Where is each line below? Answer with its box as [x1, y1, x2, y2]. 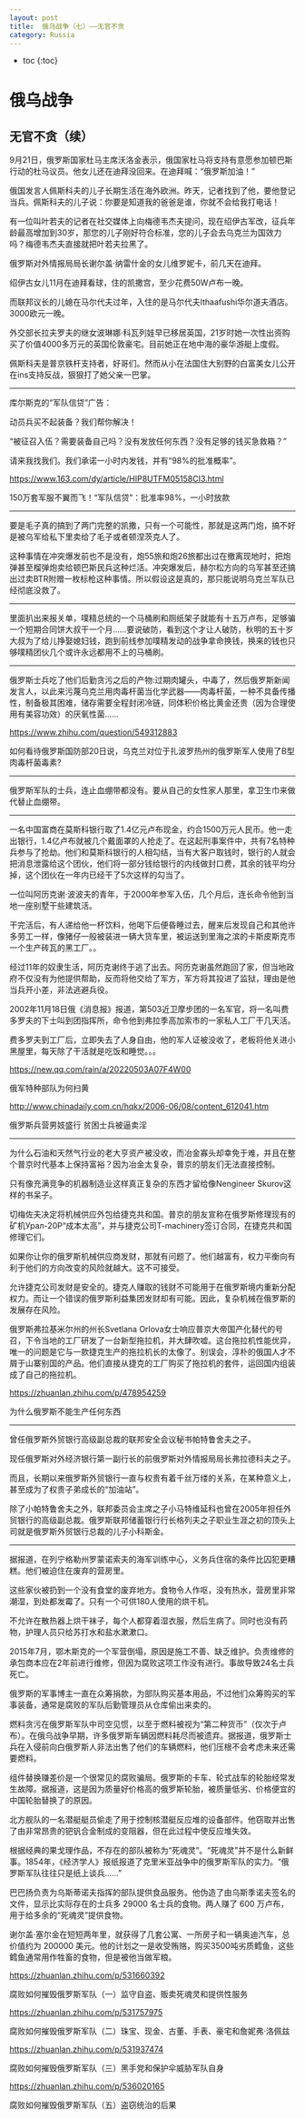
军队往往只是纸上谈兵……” [25, 1868, 123, 1879]
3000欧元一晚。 [9, 308, 70, 319]
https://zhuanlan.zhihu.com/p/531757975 [9, 2007, 163, 2018]
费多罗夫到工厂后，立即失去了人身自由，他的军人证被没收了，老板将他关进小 [9, 1034, 296, 1046]
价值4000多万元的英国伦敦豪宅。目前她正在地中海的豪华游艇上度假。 [25, 338, 284, 350]
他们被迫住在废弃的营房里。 [25, 1565, 129, 1576]
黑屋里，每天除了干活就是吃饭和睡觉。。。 [9, 1046, 161, 1057]
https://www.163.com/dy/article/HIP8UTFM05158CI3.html [9, 474, 224, 485]
